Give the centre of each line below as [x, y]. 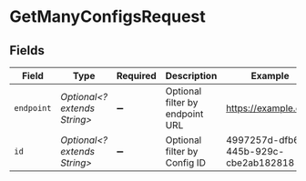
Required [136, 76]
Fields [27, 50]
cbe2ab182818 [260, 163]
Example [270, 76]
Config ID [186, 163]
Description [191, 76]
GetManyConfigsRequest [108, 17]
